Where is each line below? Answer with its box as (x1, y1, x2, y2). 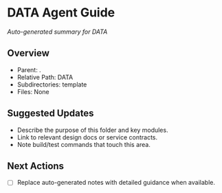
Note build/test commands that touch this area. (16, 140, 151, 148)
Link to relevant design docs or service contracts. (16, 133, 158, 141)
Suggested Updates (7, 108, 94, 120)
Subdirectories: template (16, 80, 87, 89)
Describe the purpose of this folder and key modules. (16, 126, 168, 134)
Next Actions (7, 160, 64, 172)
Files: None (16, 87, 49, 95)
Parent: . (16, 65, 41, 73)
